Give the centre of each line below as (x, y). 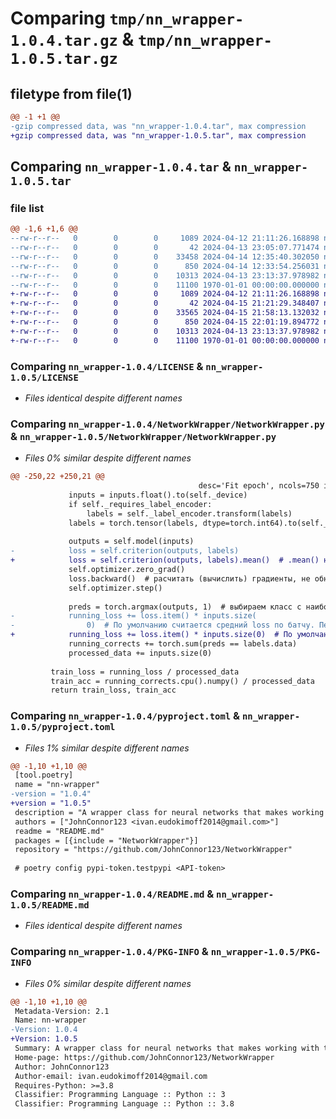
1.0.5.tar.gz (64, 59)
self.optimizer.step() (115, 588)
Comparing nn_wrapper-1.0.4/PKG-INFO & (109, 952)
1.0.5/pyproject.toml (63, 727)
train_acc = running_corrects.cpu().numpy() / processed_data (182, 681)
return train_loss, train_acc (113, 690)
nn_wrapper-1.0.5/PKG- (266, 952)
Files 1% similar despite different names (107, 748)
